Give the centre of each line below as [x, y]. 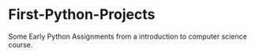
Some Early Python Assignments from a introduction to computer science [127, 36]
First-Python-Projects [82, 15]
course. [21, 44]
